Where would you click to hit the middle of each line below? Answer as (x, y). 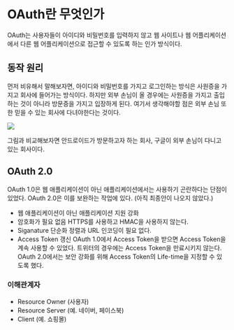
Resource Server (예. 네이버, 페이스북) (71, 310)
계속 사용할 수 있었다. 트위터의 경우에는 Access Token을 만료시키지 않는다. (119, 247)
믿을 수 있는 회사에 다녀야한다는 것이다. (67, 112)
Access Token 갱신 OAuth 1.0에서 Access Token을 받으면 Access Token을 (122, 239)
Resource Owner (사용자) (53, 301)
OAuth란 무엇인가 (56, 14)
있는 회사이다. (26, 149)
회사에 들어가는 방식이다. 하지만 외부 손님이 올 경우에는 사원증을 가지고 (116, 94)
